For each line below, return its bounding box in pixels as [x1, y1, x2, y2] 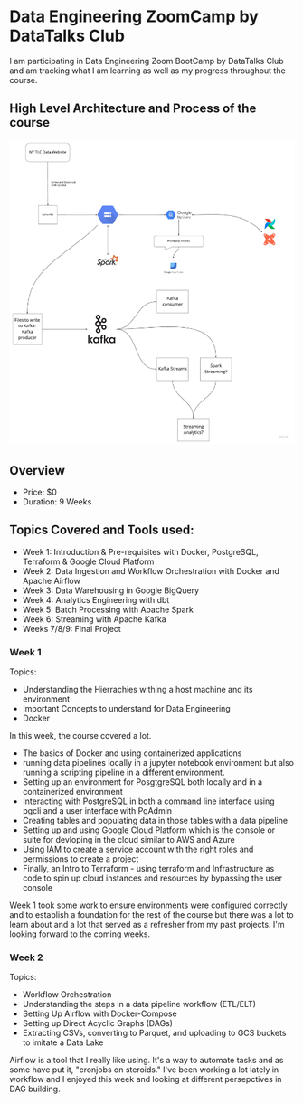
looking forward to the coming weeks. [9, 929, 151, 939]
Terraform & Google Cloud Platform [22, 556, 155, 567]
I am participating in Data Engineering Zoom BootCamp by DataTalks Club [9, 55, 284, 66]
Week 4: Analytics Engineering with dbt [22, 594, 170, 605]
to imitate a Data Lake [22, 1037, 104, 1048]
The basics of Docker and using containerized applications [22, 748, 242, 759]
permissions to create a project [22, 853, 139, 864]
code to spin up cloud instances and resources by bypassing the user [22, 872, 283, 883]
